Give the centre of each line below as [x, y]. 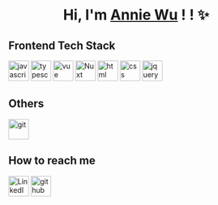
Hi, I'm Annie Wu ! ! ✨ [136, 15]
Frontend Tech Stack [62, 45]
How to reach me [52, 161]
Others [26, 104]
